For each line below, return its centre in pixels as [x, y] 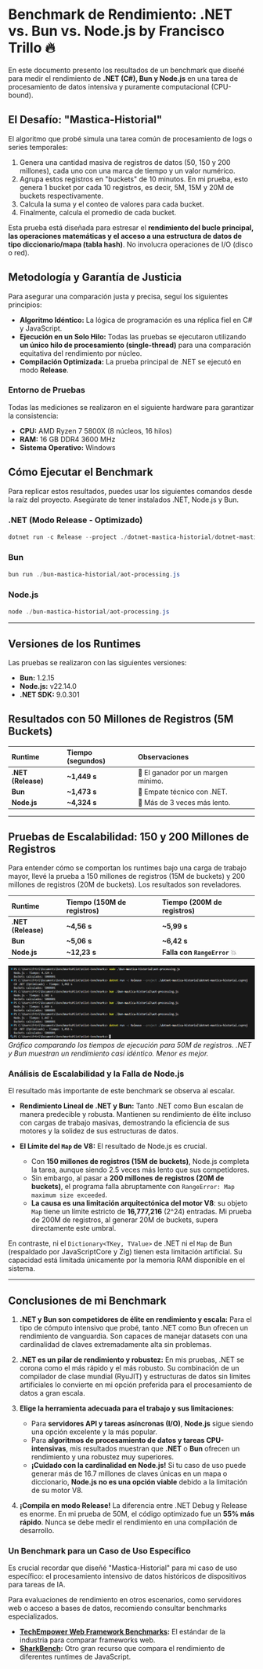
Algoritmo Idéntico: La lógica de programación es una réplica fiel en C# [136, 320]
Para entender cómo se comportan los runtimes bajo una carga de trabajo [127, 868]
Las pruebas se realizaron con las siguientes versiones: [97, 662]
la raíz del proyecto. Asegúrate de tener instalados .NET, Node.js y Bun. [124, 500]
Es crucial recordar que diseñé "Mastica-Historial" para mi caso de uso [123, 1568]
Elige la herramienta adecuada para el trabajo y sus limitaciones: [127, 1408]
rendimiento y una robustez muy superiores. [103, 1457]
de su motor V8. [57, 1490]
